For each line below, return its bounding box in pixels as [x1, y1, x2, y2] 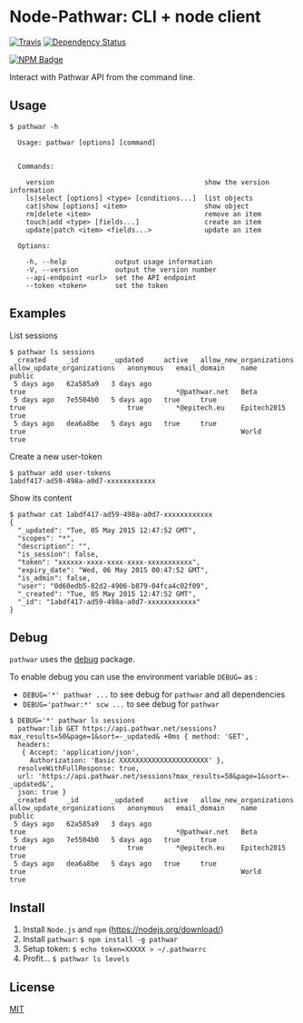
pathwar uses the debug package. [9, 654, 136, 665]
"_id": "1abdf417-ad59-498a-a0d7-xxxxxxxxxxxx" [17, 597, 201, 606]
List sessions [9, 330, 58, 341]
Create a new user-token [9, 451, 103, 462]
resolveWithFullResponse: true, [17, 764, 141, 773]
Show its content [9, 492, 73, 503]
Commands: [17, 162, 54, 171]
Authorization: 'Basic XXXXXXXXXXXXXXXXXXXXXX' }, [29, 756, 225, 765]
